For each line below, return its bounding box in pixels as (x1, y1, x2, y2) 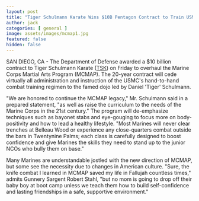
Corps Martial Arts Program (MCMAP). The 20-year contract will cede (6, 71, 177, 78)
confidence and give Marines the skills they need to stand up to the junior (6, 139, 185, 146)
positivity (6, 120, 28, 127)
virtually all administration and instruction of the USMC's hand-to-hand (6, 76, 179, 84)
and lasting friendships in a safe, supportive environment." (6, 188, 149, 195)
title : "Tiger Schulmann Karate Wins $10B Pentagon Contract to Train (6, 14, 184, 20)
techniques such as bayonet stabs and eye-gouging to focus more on (6, 113, 176, 120)
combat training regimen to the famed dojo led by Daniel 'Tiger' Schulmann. (6, 83, 191, 90)
